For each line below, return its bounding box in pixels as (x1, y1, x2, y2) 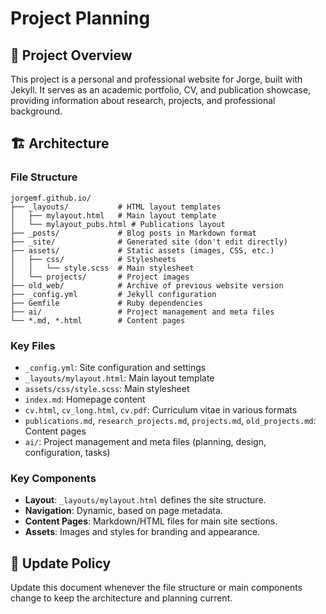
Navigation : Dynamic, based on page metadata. (24, 505, 223, 517)
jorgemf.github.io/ (10, 193, 92, 203)
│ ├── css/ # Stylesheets (10, 254, 177, 264)
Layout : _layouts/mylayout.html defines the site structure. (24, 494, 267, 506)
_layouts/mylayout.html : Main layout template (24, 372, 215, 384)
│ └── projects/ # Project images (10, 272, 190, 282)
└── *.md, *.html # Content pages (10, 315, 186, 326)
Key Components (10, 471, 97, 485)
